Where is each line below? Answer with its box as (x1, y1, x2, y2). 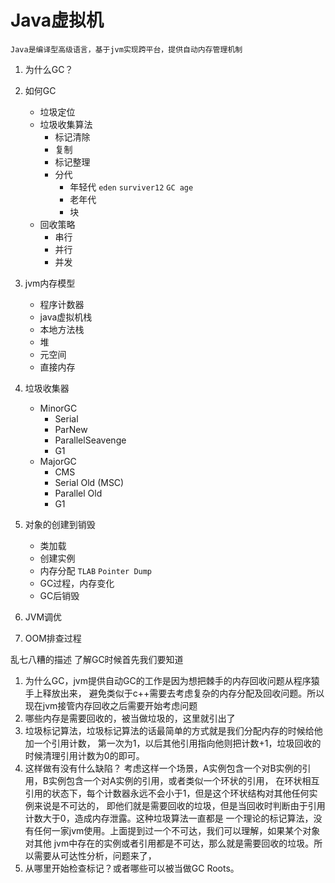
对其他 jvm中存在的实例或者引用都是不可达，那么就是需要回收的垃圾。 (24, 837, 315, 849)
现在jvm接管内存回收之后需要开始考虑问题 (24, 699, 198, 711)
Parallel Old (54, 487, 103, 499)
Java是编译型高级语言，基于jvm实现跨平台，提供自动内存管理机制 (10, 44, 243, 55)
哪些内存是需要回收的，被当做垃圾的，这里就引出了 (24, 712, 236, 724)
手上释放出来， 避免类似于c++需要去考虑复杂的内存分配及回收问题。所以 (24, 687, 325, 699)
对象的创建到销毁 (24, 518, 96, 530)
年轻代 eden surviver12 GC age (69, 181, 194, 193)
